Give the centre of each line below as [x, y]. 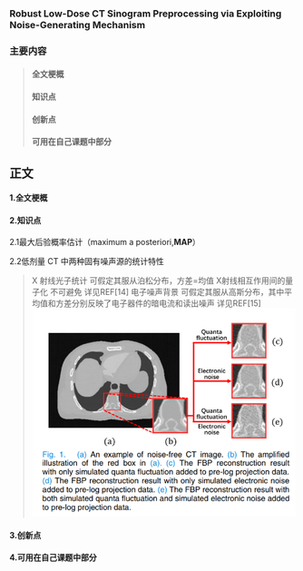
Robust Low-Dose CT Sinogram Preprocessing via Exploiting [146, 14]
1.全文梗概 [29, 198]
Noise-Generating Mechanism [78, 25]
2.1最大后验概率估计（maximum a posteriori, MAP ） [105, 242]
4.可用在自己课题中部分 [53, 557]
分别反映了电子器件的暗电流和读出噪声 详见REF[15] [166, 303]
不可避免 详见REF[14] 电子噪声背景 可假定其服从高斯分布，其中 [167, 292]
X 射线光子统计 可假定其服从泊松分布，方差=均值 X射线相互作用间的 [158, 281]
